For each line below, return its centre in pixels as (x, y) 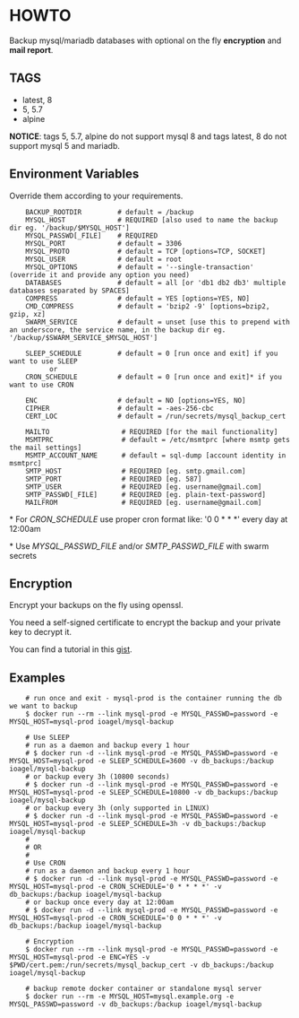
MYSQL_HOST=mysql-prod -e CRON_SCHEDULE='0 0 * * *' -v (115, 918)
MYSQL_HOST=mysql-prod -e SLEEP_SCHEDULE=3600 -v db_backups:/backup (142, 761)
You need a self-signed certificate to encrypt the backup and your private (145, 622)
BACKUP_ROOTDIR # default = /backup (110, 212)
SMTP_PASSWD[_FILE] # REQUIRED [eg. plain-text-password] (146, 494)
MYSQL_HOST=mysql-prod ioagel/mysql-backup (92, 722)
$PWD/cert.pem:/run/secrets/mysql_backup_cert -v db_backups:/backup (142, 965)
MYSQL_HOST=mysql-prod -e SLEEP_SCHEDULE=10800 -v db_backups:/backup (144, 793)
